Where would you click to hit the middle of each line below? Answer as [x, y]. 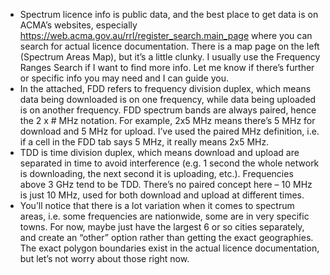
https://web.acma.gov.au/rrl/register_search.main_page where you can [166, 35]
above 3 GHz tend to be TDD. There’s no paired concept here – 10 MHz [166, 184]
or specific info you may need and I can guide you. [124, 78]
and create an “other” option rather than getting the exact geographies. [166, 237]
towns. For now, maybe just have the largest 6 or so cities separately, [162, 227]
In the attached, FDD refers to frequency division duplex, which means [165, 88]
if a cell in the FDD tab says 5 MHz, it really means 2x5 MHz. [144, 142]
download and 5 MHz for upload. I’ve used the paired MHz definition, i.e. [169, 131]
